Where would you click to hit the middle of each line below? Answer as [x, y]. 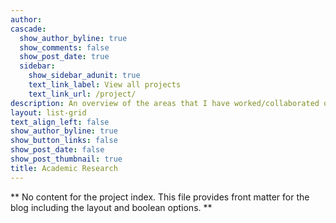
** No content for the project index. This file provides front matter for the [160, 197]
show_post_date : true [64, 57]
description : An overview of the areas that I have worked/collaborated [165, 103]
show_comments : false [64, 47]
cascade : [28, 29]
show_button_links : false [64, 141]
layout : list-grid [48, 112]
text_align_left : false [60, 122]
